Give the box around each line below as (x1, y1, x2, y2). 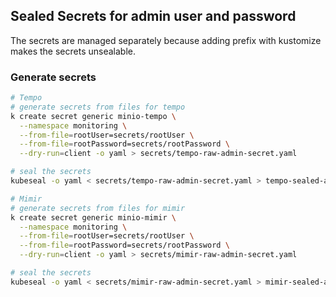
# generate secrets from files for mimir (10, 203, 186, 213)
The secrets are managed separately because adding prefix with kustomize (10, 34, 322, 46)
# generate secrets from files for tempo (10, 102, 186, 112)
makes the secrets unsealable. (10, 45, 136, 57)
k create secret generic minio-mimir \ (10, 212, 177, 223)
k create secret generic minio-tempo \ (10, 111, 177, 121)
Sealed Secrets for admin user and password (10, 8, 297, 25)
